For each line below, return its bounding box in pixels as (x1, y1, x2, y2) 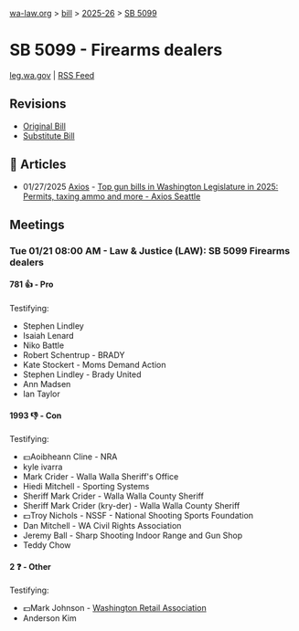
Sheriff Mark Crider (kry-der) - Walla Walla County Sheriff (22, 500, 240, 511)
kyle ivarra (22, 461, 63, 473)
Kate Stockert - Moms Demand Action (22, 360, 166, 371)
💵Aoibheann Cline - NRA (22, 451, 118, 462)
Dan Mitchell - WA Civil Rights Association (22, 521, 182, 531)
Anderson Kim (22, 613, 78, 624)
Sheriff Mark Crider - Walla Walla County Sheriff (22, 490, 204, 501)
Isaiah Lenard (22, 331, 75, 342)
